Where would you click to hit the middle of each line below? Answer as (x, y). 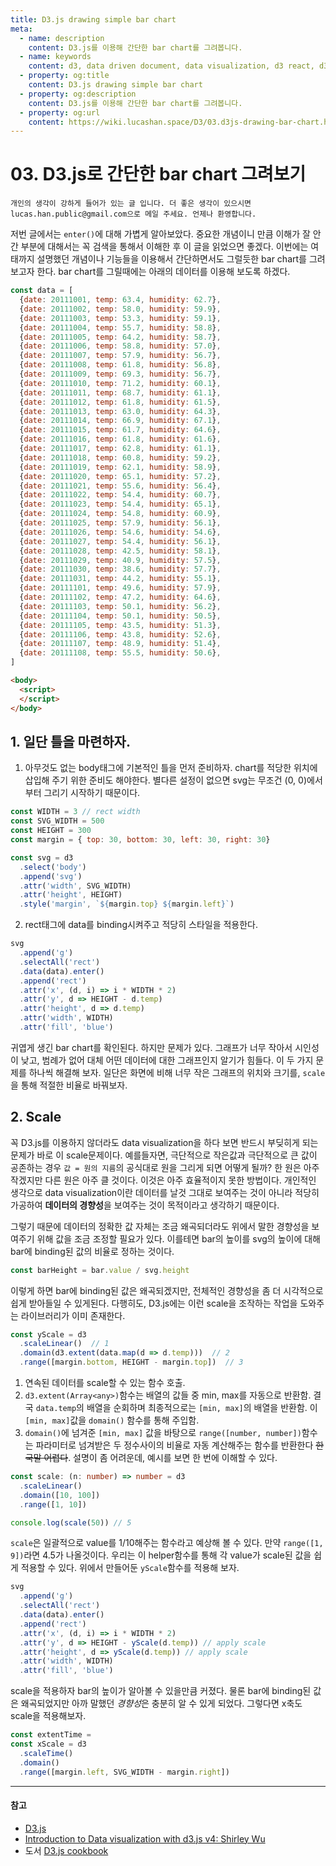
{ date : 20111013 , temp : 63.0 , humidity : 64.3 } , (120, 411)
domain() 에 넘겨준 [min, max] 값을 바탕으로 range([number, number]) (163, 1433)
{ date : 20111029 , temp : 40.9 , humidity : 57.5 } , (120, 560)
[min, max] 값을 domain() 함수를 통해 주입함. (112, 1420)
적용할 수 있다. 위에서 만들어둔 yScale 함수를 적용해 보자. (130, 1568)
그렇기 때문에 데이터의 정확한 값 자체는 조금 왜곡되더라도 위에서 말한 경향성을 (160, 1226)
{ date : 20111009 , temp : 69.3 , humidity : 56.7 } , (120, 374)
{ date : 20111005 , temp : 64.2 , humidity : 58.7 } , (120, 337)
